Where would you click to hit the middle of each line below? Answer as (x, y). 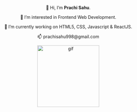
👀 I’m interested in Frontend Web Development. (68, 17)
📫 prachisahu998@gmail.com (68, 37)
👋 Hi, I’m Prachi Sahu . (68, 8)
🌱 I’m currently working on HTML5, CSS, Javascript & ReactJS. (68, 27)
